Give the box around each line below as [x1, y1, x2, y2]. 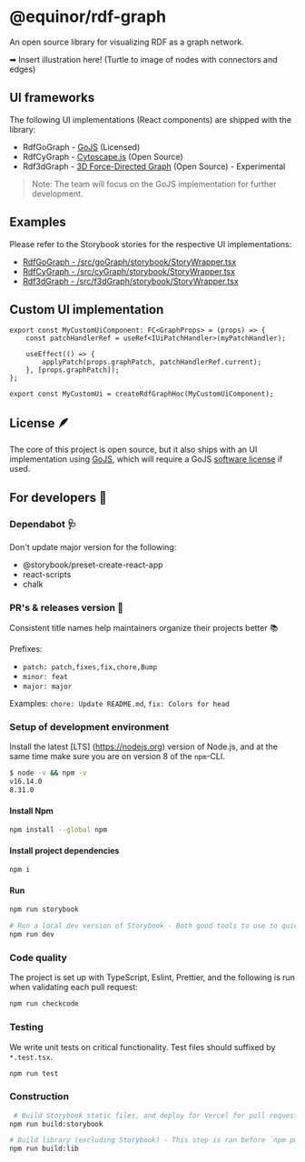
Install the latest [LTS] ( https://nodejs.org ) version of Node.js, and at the [9, 741, 279, 752]
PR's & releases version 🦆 [9, 601, 124, 614]
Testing [9, 1021, 44, 1034]
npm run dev [9, 930, 54, 939]
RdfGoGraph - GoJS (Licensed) [22, 141, 141, 152]
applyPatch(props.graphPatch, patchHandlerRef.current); [42, 357, 261, 367]
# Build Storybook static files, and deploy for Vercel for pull [13, 1111, 266, 1120]
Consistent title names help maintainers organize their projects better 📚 [9, 623, 279, 634]
